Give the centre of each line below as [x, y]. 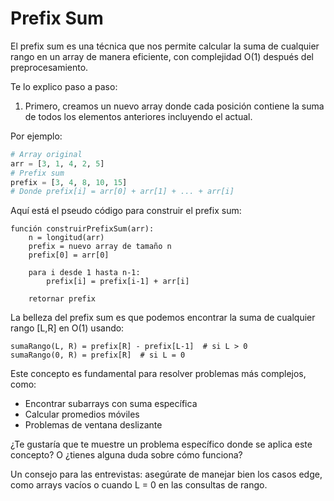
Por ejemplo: [36, 136]
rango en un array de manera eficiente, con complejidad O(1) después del [162, 56]
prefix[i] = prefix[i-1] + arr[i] [118, 282]
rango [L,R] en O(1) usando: [67, 328]
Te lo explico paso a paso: [64, 86]
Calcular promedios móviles [82, 414]
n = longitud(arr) [66, 238]
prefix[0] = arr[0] [69, 255]
